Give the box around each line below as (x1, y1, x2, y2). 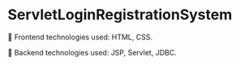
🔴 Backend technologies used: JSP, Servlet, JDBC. (7, 47, 178, 57)
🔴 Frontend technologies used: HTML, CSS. (7, 32, 153, 42)
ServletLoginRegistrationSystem (7, 6, 233, 24)
